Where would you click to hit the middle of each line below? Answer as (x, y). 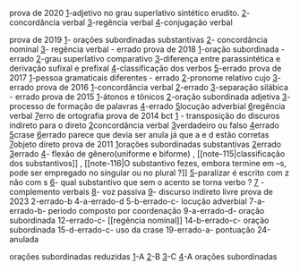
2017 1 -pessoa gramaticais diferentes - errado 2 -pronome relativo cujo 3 (143, 78)
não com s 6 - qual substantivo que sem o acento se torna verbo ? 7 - (137, 182)
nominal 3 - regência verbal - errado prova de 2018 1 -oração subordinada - (147, 49)
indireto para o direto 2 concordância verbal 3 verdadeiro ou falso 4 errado (144, 125)
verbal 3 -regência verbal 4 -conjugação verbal (147, 22)
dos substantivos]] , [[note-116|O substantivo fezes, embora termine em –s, (148, 163)
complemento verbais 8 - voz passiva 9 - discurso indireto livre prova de (141, 192)
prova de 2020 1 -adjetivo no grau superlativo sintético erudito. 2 (128, 13)
